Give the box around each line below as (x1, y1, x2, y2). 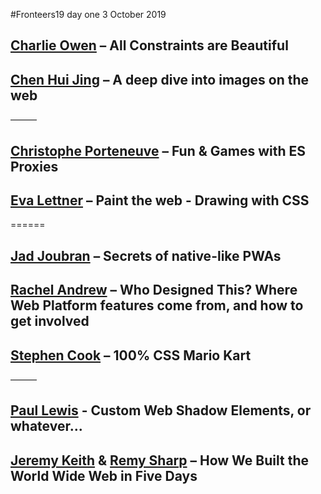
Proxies (10, 158, 59, 175)
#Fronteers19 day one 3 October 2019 (10, 9, 167, 20)
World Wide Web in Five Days (10, 467, 198, 484)
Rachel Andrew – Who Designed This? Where (10, 282, 298, 299)
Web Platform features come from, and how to (10, 297, 304, 314)
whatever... (10, 418, 83, 435)
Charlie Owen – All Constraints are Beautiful (10, 37, 289, 54)
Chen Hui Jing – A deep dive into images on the (10, 71, 310, 88)
